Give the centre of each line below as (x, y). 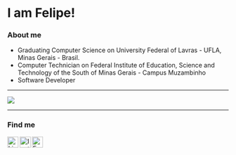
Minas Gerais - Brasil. (48, 58)
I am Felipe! (41, 13)
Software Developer (46, 80)
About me (25, 35)
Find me (21, 125)
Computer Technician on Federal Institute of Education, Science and (116, 66)
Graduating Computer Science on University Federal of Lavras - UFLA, (119, 50)
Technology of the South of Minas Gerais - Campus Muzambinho (112, 73)
